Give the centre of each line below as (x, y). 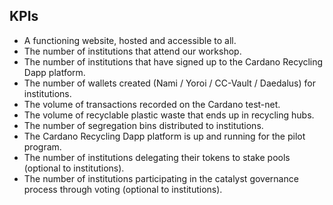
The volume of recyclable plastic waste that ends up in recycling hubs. (169, 115)
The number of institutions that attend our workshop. (132, 51)
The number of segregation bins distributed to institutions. (143, 125)
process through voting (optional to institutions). (123, 189)
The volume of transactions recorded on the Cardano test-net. (152, 104)
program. (42, 146)
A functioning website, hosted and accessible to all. (130, 40)
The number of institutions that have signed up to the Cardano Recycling (173, 61)
